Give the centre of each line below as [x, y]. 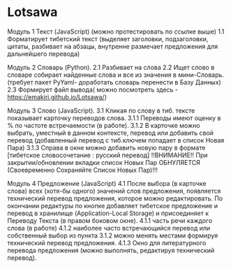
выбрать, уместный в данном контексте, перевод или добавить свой [111, 133]
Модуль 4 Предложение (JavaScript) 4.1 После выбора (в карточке [107, 183]
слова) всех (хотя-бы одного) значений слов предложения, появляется [114, 191]
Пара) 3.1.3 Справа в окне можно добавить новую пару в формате [106, 147]
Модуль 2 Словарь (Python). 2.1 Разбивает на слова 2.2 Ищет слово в [111, 67]
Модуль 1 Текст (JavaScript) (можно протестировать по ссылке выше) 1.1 [116, 31]
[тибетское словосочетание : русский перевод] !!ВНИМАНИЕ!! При [107, 155]
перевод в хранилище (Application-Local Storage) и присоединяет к [108, 213]
